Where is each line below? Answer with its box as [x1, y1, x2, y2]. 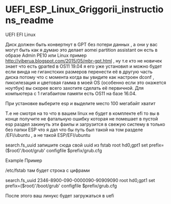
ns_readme [5, 14, 54, 26]
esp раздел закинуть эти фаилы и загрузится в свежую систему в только [5, 121, 165, 127]
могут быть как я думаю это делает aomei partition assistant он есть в [5, 47, 158, 53]
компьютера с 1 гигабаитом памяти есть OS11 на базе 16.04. [5, 90, 137, 96]
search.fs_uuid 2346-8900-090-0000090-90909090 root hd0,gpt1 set [5, 177, 155, 183]
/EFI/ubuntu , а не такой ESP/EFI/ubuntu [5, 132, 91, 138]
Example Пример [5, 157, 42, 164]
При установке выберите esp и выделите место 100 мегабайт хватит [5, 100, 156, 106]
